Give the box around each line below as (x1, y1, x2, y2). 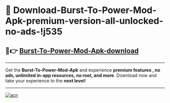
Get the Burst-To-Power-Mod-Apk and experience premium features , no (5, 67, 160, 73)
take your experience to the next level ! (5, 78, 86, 83)
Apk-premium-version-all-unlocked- (5, 15, 163, 27)
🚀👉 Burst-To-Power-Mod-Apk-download (5, 46, 139, 55)
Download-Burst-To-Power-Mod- (13, 5, 157, 16)
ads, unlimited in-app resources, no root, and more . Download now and (5, 72, 157, 78)
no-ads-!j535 (5, 26, 63, 37)
